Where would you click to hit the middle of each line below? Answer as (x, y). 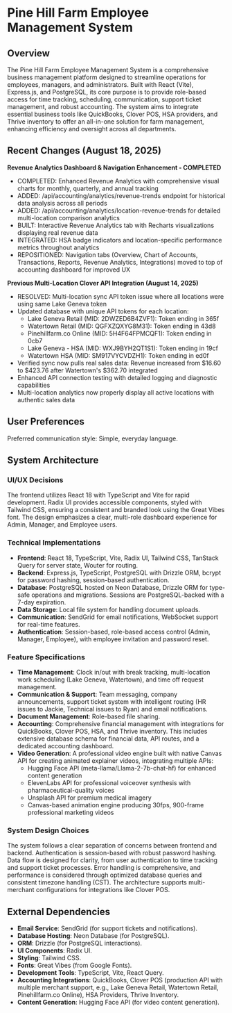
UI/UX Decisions (35, 479)
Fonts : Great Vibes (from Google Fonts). (74, 965)
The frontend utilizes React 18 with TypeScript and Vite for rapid (99, 495)
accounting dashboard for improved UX (73, 270)
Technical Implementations (54, 543)
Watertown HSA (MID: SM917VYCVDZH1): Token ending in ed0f (118, 355)
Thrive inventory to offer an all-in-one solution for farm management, (106, 122)
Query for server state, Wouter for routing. (78, 565)
